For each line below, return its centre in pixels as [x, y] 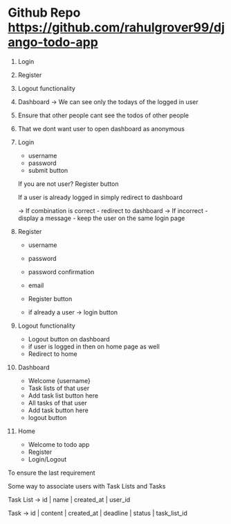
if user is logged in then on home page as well [94, 346]
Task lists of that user [59, 388]
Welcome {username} [59, 380]
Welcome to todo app [59, 444]
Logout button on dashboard [69, 339]
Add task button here [58, 410]
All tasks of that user [57, 403]
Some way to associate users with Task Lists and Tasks [87, 486]
